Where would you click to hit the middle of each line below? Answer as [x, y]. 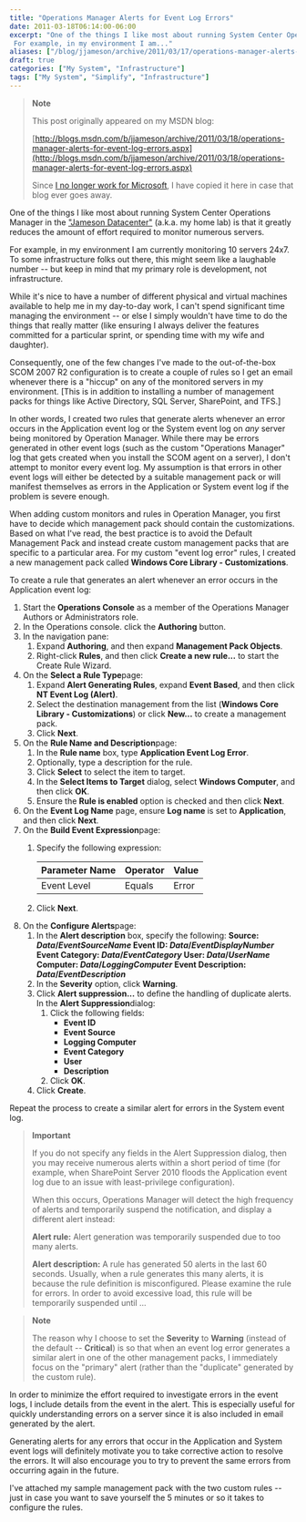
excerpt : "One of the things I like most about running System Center [146, 35]
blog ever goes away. [72, 195]
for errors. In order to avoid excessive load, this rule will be [142, 1293]
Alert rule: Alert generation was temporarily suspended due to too [156, 1237]
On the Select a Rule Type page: [83, 674]
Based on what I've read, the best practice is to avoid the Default [131, 533]
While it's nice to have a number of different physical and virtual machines [148, 296]
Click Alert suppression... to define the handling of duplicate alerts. [163, 993]
